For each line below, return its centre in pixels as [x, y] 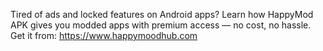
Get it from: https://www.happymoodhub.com [104, 35]
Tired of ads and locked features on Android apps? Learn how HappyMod [162, 14]
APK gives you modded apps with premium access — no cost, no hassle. [161, 25]
